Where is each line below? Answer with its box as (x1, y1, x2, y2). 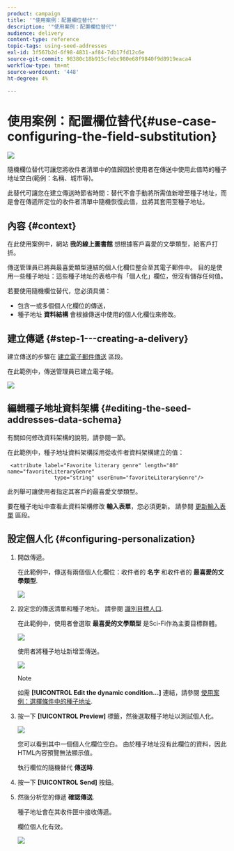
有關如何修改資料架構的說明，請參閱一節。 (7, 433, 130, 442)
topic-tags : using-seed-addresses (7, 42, 108, 49)
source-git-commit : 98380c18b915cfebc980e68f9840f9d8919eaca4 (7, 56, 192, 63)
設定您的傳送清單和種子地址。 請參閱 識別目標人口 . (17, 604, 164, 613)
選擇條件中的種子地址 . (29, 697, 93, 705)
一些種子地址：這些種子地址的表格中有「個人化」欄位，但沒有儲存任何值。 (13, 272, 227, 281)
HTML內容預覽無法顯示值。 (17, 748, 96, 756)
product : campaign (7, 10, 61, 17)
